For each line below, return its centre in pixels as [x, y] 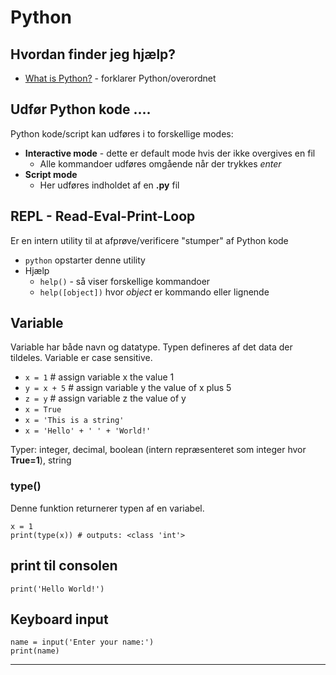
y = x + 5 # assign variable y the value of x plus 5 [128, 388]
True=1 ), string [41, 460]
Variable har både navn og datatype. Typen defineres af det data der [151, 347]
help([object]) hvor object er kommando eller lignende [154, 292]
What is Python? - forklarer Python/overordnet [120, 78]
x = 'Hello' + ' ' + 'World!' [88, 431]
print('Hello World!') [57, 589]
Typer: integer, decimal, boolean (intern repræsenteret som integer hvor [158, 450]
